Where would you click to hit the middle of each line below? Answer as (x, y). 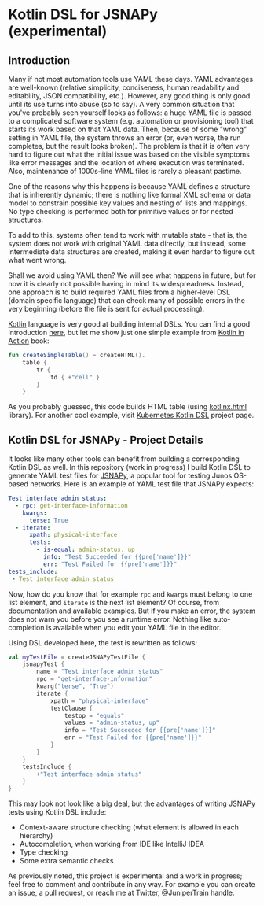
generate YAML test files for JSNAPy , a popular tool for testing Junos (120, 476)
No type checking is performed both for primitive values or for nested (121, 211)
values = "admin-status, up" (112, 723)
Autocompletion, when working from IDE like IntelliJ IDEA (112, 844)
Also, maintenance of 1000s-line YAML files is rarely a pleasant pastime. (125, 171)
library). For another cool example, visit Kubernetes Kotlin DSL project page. (131, 416)
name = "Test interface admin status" (100, 672)
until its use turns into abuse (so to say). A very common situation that (121, 104)
